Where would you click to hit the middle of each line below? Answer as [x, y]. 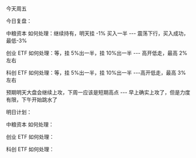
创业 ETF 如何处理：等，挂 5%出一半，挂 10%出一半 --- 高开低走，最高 [92, 53]
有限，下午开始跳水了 [32, 100]
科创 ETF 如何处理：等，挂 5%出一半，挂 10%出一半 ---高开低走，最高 [91, 73]
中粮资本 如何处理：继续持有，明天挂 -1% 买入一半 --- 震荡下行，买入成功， [97, 33]
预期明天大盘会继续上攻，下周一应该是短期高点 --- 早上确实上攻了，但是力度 [98, 92]
